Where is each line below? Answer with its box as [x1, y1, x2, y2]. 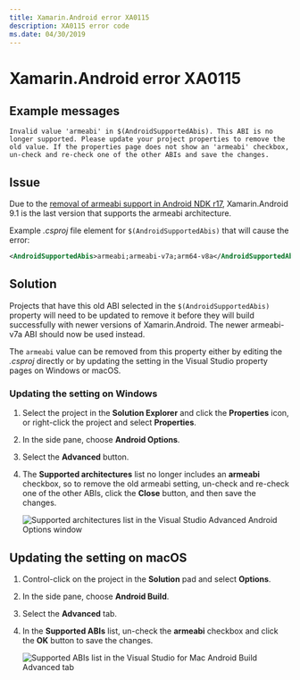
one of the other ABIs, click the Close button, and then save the [21, 488, 256, 499]
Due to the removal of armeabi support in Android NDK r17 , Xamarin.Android [9, 198, 288, 210]
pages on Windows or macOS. [9, 365, 121, 376]
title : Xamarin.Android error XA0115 [9, 12, 150, 22]
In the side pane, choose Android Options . [21, 435, 180, 445]
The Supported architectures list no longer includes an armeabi [21, 469, 261, 480]
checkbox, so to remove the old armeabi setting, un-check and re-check [21, 478, 290, 489]
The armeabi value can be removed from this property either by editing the [9, 345, 283, 357]
